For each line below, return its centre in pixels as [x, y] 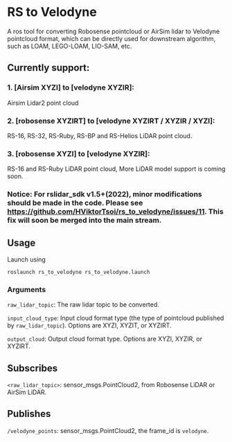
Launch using [27, 259]
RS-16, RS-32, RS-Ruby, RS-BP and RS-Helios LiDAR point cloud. [100, 135]
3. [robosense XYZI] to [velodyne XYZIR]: [79, 153]
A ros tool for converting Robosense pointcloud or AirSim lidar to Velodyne [114, 31]
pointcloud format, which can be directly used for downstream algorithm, [111, 38]
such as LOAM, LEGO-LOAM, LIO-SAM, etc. [70, 46]
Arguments [27, 289]
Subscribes [33, 368]
